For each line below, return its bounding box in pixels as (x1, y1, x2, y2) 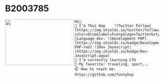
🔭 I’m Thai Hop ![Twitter (75, 23, 134, 28)
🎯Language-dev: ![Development (75, 36, 136, 41)
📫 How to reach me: (75, 66, 116, 71)
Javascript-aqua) (75, 53, 110, 58)
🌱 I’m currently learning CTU (75, 57, 136, 62)
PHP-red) (75, 44, 93, 49)
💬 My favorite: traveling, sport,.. (75, 61, 149, 66)
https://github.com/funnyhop (75, 72, 134, 77)
